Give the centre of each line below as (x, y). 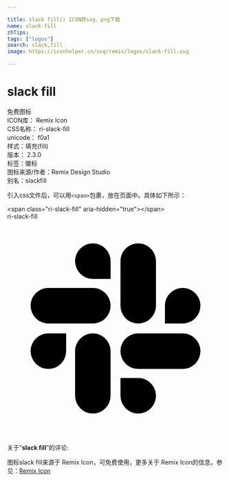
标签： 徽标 (22, 163)
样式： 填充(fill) (28, 146)
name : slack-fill (32, 26)
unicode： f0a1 (29, 137)
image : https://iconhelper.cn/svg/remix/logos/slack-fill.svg (98, 52)
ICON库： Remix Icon (37, 120)
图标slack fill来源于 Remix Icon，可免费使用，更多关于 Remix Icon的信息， (112, 462)
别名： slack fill (27, 181)
